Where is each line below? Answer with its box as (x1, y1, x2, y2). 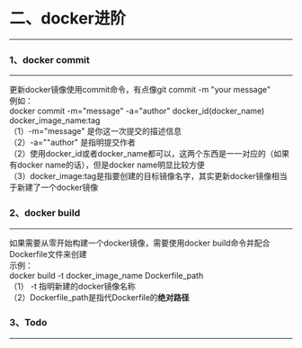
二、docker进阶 (9, 8, 126, 29)
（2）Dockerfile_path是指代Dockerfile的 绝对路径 (9, 291, 191, 302)
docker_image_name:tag (9, 115, 101, 126)
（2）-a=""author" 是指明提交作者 (9, 137, 137, 148)
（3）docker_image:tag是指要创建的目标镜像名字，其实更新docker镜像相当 (9, 171, 288, 182)
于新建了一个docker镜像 (9, 182, 99, 193)
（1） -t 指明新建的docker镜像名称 (9, 281, 137, 291)
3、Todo (9, 317, 48, 329)
